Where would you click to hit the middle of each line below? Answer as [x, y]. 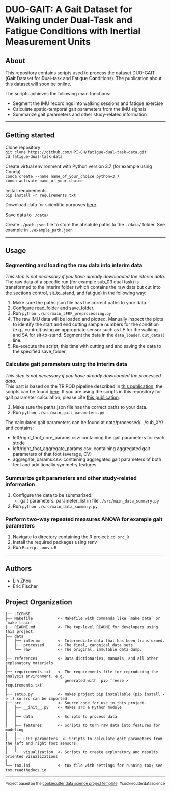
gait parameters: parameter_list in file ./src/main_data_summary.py [90, 501]
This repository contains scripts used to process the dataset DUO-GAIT [80, 73]
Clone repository [23, 147]
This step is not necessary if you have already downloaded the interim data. [85, 276]
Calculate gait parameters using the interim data [66, 364]
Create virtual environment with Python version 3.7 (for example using [79, 166]
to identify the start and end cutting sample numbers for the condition [86, 324]
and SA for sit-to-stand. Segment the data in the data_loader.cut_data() [89, 335]
